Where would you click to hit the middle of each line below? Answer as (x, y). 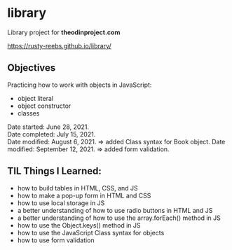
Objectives (32, 68)
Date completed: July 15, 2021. (52, 134)
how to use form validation (56, 240)
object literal (35, 98)
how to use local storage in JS (61, 203)
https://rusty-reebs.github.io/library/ (60, 46)
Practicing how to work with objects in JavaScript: (80, 85)
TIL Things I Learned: (54, 171)
